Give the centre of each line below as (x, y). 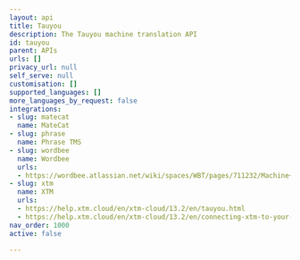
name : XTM (35, 192)
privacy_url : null (43, 68)
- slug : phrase (37, 134)
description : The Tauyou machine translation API (104, 34)
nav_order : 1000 (39, 225)
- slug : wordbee (39, 150)
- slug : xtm (31, 184)
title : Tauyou (36, 26)
